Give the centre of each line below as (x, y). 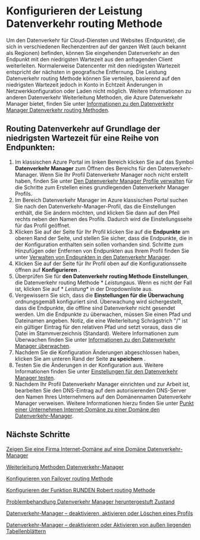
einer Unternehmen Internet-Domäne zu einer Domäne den (87, 409)
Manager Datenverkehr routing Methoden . (58, 110)
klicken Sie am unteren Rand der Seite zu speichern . (80, 358)
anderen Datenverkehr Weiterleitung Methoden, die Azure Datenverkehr (94, 97)
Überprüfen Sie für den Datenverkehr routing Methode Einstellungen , (102, 276)
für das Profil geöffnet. (43, 225)
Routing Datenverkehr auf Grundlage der (83, 129)
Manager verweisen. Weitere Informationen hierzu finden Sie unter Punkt (104, 403)
